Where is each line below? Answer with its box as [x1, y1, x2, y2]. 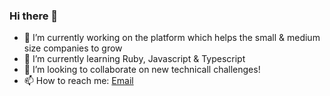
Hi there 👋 [9, 9, 59, 23]
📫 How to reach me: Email [23, 75, 134, 87]
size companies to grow [23, 42, 123, 54]
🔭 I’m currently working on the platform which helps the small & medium [23, 32, 321, 44]
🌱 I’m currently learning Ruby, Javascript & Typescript [23, 53, 246, 65]
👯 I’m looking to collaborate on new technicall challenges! [23, 64, 261, 76]
